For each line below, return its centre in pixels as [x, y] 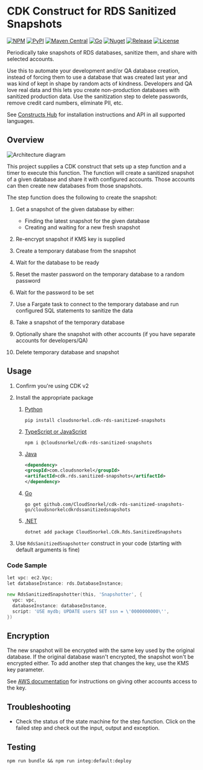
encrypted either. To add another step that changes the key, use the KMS [98, 663]
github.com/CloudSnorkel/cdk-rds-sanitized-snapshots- [114, 505]
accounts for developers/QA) [52, 340]
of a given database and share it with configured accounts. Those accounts [101, 179]
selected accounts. [31, 59]
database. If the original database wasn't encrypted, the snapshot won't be [100, 657]
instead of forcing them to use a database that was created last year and [97, 77]
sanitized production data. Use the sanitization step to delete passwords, [98, 96]
